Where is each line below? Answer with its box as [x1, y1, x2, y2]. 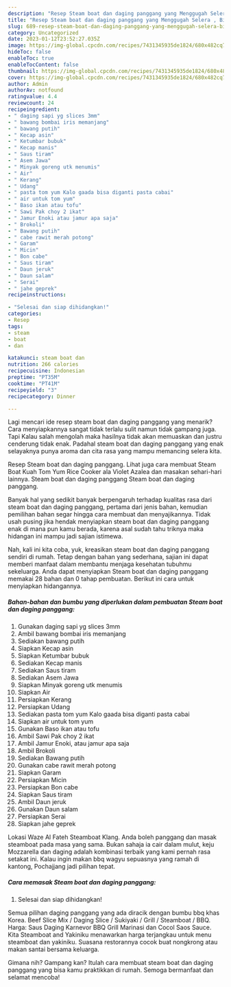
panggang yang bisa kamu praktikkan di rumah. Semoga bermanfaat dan [8, 966, 214, 974]
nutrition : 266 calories [8, 361, 79, 368]
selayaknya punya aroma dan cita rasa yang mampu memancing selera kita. [8, 447, 222, 455]
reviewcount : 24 [8, 100, 54, 107]
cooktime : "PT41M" [8, 380, 60, 387]
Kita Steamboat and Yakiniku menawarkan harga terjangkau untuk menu [8, 931, 212, 939]
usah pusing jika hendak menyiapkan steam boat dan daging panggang [8, 517, 210, 526]
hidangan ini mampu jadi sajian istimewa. [8, 532, 123, 541]
